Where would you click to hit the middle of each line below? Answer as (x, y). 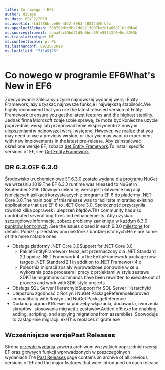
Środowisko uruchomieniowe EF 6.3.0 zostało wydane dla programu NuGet (81, 179)
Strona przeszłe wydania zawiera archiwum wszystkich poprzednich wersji (81, 347)
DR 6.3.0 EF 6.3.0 (32, 167)
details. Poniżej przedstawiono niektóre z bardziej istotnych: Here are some (81, 232)
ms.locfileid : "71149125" (32, 51)
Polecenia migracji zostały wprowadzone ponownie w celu (79, 267)
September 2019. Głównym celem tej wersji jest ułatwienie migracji (73, 190)
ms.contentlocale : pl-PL (31, 42)
